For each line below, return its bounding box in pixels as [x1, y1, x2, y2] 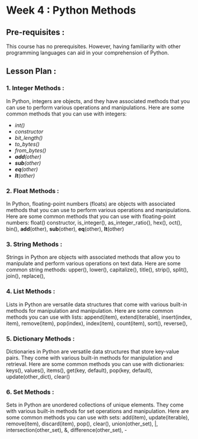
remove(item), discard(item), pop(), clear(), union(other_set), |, [6, 420, 158, 427]
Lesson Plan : [6, 66, 57, 76]
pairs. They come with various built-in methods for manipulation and [6, 354, 173, 361]
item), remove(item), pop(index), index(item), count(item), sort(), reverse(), [6, 319, 188, 326]
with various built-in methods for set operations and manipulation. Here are [6, 408, 189, 415]
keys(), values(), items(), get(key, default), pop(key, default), [6, 367, 152, 374]
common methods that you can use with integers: [6, 110, 127, 117]
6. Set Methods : [6, 387, 54, 396]
